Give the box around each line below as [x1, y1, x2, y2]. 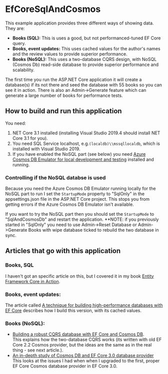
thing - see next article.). [12, 347, 63, 353]
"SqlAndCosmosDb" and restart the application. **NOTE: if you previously [5, 216, 159, 223]
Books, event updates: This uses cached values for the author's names [12, 45, 161, 51]
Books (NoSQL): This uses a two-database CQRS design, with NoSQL [12, 56, 157, 62]
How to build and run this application [5, 107, 122, 115]
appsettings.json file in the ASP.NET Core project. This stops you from [5, 196, 150, 202]
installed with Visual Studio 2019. [12, 146, 80, 152]
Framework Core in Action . [5, 278, 60, 284]
